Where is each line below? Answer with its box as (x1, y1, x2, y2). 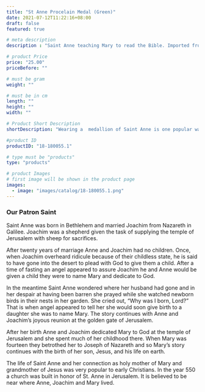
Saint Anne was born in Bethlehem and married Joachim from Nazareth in (6, 221, 192, 229)
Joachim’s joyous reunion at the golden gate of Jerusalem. (6, 316, 154, 324)
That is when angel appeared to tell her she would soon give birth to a (6, 303, 182, 311)
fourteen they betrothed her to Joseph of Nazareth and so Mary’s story (6, 341, 185, 348)
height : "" (6, 104, 34, 110)
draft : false (6, 20, 40, 26)
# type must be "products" (6, 154, 75, 160)
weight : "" (6, 82, 34, 88)
